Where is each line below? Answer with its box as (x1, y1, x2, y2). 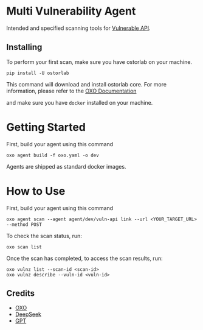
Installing (6, 42, 43, 52)
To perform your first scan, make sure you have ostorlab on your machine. (6, 58, 193, 65)
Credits (6, 288, 35, 299)
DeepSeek (15, 311, 41, 318)
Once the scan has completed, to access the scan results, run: (6, 255, 163, 262)
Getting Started (6, 120, 86, 134)
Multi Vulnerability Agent (6, 4, 136, 18)
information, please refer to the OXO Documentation (6, 87, 137, 94)
